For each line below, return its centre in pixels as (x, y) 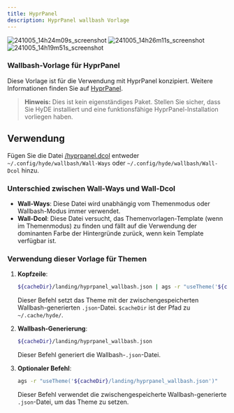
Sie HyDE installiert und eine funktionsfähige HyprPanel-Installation (121, 109)
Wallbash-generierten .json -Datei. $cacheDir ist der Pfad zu (104, 307)
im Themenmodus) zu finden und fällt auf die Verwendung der (107, 226)
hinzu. (30, 170)
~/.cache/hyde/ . (41, 315)
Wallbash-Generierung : (52, 328)
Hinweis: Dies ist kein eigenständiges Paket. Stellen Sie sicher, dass (123, 101)
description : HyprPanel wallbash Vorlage (68, 20)
